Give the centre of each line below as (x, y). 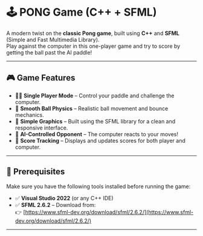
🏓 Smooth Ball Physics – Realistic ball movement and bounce (92, 108)
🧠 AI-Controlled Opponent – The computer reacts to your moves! (96, 134)
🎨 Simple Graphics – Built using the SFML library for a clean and (95, 121)
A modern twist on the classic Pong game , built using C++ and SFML (93, 33)
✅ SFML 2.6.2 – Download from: (55, 205)
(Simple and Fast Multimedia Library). (53, 39)
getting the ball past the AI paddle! (49, 52)
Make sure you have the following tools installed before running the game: (98, 186)
